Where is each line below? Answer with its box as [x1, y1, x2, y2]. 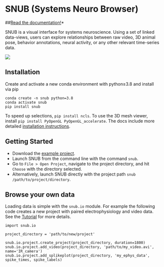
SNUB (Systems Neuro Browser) [5, 3, 139, 15]
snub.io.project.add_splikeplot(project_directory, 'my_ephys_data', [5, 253, 150, 258]
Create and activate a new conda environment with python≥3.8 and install [5, 81, 154, 87]
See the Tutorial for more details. [5, 214, 71, 220]
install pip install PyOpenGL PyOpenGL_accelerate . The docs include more [5, 118, 155, 124]
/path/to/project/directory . [12, 176, 71, 182]
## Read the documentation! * [5, 20, 65, 25]
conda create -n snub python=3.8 [5, 95, 73, 101]
